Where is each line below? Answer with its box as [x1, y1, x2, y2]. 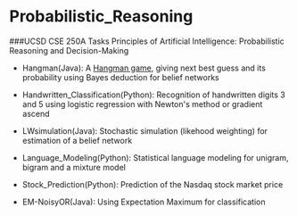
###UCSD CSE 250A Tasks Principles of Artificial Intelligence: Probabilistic [9, 36, 285, 46]
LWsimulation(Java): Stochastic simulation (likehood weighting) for [21, 125, 268, 136]
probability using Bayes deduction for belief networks [21, 71, 220, 82]
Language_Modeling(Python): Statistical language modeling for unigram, [21, 152, 289, 162]
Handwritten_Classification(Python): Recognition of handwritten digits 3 [21, 89, 285, 100]
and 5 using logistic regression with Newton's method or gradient [21, 98, 263, 109]
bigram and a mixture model [21, 162, 127, 172]
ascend [21, 108, 51, 119]
